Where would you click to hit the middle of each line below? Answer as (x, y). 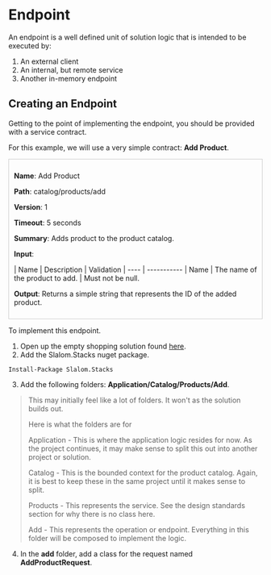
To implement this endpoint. (55, 330)
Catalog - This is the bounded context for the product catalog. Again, (143, 473)
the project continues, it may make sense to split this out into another (143, 448)
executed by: (30, 45)
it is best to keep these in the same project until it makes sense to (137, 481)
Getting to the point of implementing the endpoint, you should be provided (132, 123)
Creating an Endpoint (63, 104)
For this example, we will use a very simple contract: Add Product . (119, 148)
